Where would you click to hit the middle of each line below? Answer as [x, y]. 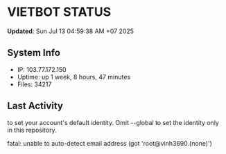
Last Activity [35, 106]
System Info [34, 53]
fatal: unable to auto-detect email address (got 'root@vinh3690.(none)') [110, 143]
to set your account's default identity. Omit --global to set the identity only [113, 122]
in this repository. [32, 130]
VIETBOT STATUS [59, 12]
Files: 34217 [34, 84]
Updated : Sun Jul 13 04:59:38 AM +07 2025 [70, 31]
